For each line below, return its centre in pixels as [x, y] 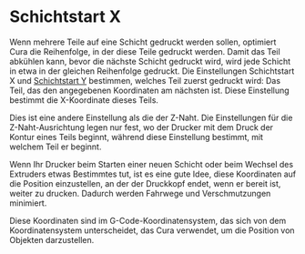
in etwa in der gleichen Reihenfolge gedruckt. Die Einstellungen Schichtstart [152, 71]
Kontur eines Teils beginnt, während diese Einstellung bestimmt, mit [137, 137]
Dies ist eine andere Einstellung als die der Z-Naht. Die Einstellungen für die [151, 117]
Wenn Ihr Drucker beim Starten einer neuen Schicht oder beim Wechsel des [152, 164]
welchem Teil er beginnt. [56, 147]
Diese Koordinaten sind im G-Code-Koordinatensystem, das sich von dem [148, 220]
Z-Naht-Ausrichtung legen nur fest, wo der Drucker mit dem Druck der [142, 127]
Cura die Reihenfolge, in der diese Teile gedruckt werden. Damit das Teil [145, 51]
